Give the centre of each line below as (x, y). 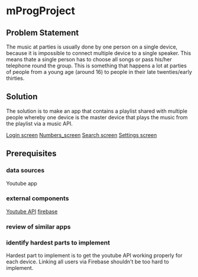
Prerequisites (31, 154)
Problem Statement (43, 33)
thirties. (15, 78)
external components (38, 198)
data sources (25, 171)
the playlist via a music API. (39, 123)
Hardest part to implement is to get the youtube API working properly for (94, 256)
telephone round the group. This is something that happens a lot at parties (97, 66)
